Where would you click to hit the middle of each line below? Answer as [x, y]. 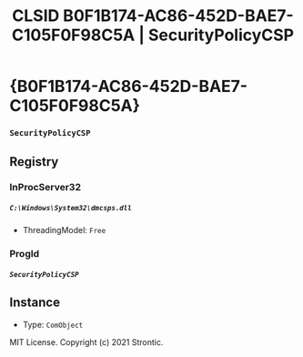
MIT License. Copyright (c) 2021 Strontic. [86, 342]
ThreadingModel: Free [64, 230]
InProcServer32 [45, 188]
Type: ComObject [53, 324]
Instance [35, 303]
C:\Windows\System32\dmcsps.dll [71, 209]
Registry [34, 162]
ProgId [25, 254]
